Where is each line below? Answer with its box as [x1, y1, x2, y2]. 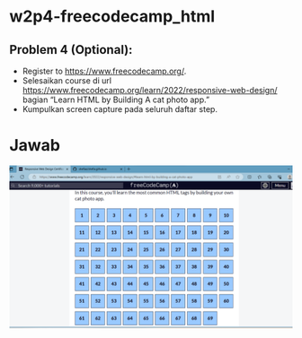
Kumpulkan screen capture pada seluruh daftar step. [22, 104, 218, 114]
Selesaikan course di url [22, 75, 112, 86]
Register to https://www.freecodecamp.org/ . [22, 65, 187, 76]
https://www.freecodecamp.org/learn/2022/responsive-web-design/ [22, 85, 278, 95]
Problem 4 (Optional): [9, 42, 133, 57]
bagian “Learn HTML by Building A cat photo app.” [22, 94, 209, 105]
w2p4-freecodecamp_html [9, 6, 216, 27]
